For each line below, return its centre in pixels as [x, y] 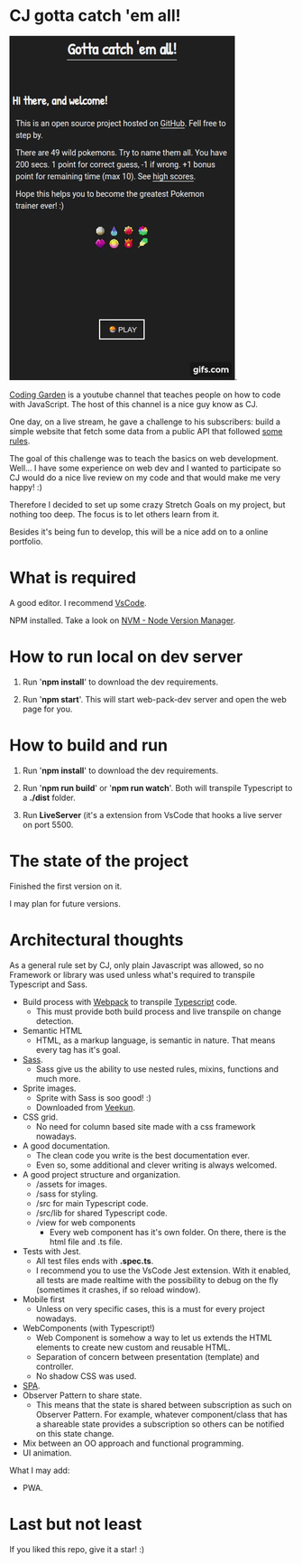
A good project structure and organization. [101, 1174]
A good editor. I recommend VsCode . [78, 602]
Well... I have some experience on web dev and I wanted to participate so [145, 468]
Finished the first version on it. [66, 886]
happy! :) [26, 487]
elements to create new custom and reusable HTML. [133, 1347]
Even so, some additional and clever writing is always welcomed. [156, 1165]
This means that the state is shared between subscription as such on [164, 1404]
